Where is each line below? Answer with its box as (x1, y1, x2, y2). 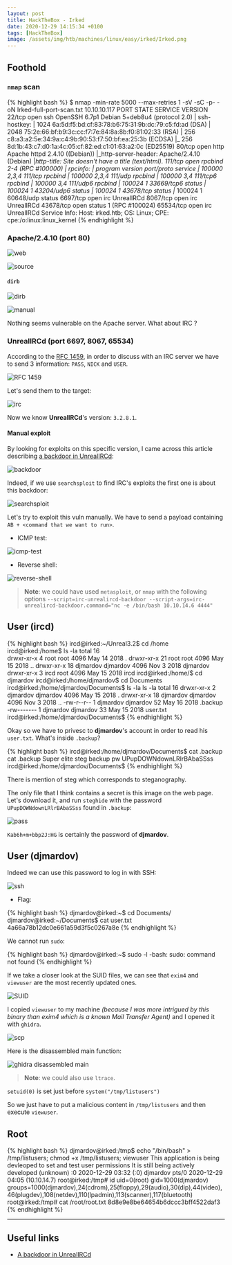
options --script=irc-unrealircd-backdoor (23, 594, 146, 603)
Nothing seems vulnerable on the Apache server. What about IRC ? (7, 319, 197, 328)
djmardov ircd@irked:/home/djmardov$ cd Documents (7, 676, 162, 684)
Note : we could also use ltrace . (23, 1074, 115, 1082)
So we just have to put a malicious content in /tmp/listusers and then (7, 1101, 206, 1109)
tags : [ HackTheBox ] (7, 29, 64, 37)
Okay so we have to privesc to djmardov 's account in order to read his (7, 726, 209, 734)
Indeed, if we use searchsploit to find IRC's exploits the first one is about (7, 479, 216, 487)
